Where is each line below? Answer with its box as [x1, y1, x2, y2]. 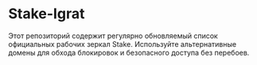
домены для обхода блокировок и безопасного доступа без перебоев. [8, 48, 250, 57]
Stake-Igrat [8, 5, 85, 23]
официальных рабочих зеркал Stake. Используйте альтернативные [8, 39, 237, 48]
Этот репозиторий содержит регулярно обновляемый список [8, 31, 219, 40]
